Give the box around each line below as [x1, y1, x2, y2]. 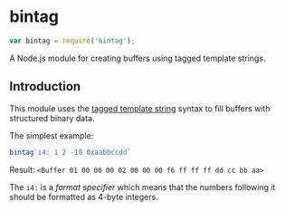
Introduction [9, 79, 81, 94]
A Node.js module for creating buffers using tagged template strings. [9, 53, 266, 63]
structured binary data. [9, 112, 95, 123]
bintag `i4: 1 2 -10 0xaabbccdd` [9, 148, 131, 157]
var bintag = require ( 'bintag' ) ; [9, 36, 136, 45]
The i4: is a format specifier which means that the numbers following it [9, 181, 276, 192]
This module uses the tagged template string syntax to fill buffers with [9, 102, 271, 114]
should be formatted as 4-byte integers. [9, 191, 158, 202]
